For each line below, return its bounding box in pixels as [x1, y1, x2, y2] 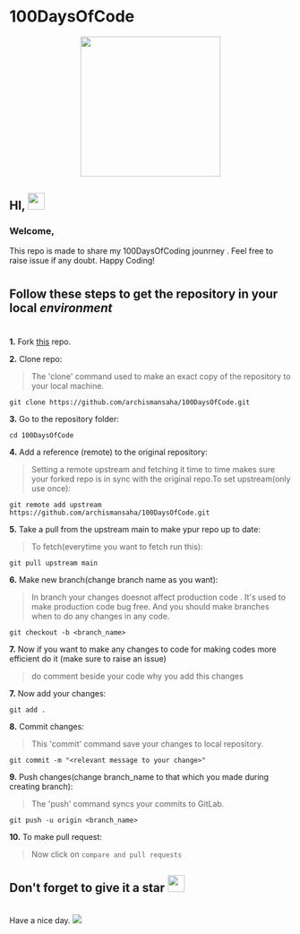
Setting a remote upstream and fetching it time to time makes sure [30, 464, 276, 474]
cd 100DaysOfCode [9, 431, 74, 440]
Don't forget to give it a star [9, 880, 166, 895]
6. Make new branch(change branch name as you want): [9, 575, 219, 584]
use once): [30, 483, 72, 494]
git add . [9, 705, 47, 714]
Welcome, [9, 225, 56, 238]
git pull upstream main [9, 558, 99, 567]
